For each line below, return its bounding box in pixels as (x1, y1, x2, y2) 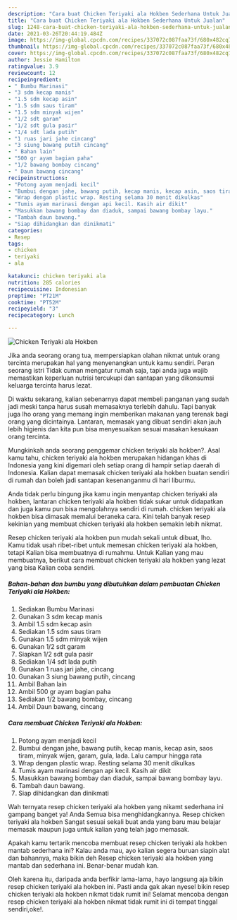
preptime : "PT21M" (8, 292, 62, 299)
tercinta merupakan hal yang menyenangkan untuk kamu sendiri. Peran (8, 359, 215, 367)
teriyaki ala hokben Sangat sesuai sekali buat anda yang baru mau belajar (8, 817, 221, 826)
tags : (8, 240, 24, 247)
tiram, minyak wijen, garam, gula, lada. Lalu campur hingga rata (18, 751, 203, 760)
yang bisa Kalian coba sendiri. (8, 563, 96, 572)
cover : (8, 50, 27, 57)
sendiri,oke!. (8, 904, 44, 913)
